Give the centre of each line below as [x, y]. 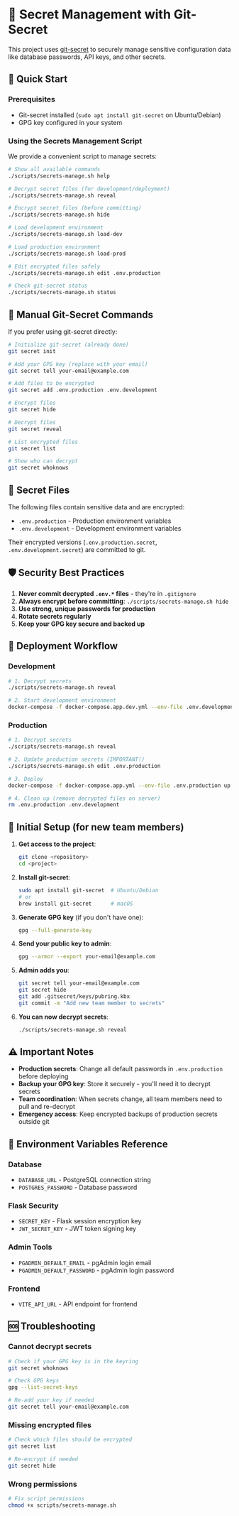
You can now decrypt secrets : [63, 1017]
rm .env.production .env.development [64, 805]
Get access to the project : [57, 844]
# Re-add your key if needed [51, 1400]
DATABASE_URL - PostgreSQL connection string [84, 1180]
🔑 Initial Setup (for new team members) [96, 827]
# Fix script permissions [46, 1499]
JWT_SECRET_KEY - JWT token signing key [77, 1229]
